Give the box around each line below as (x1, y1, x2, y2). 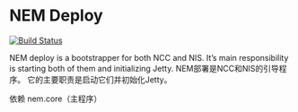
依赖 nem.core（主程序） (9, 93, 102, 104)
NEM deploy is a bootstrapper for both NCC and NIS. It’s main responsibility (9, 52, 289, 63)
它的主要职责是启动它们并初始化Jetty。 (26, 73, 172, 85)
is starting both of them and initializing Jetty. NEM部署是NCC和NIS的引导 (9, 63, 280, 73)
